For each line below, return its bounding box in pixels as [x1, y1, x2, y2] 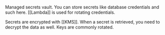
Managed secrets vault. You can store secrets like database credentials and [5, 4, 160, 10]
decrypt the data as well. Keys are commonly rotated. [5, 24, 114, 30]
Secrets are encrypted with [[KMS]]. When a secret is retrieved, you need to [5, 19, 160, 25]
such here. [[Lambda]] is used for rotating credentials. [5, 9, 115, 15]
